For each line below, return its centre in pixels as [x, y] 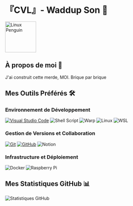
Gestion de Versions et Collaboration [50, 133]
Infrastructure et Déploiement [42, 157]
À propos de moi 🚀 [34, 65]
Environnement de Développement [48, 110]
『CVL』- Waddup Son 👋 [56, 10]
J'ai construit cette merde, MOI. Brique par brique [56, 77]
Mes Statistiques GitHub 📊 [47, 184]
